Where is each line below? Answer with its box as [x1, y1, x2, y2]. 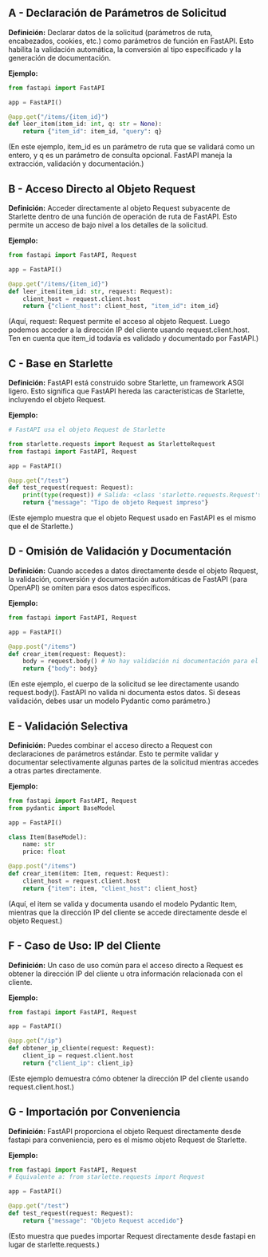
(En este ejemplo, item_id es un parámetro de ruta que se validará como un [8, 142, 255, 152]
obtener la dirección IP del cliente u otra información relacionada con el [8, 969, 243, 978]
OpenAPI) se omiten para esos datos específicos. [8, 583, 171, 592]
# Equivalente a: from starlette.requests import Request [8, 1173, 205, 1181]
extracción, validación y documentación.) [8, 159, 144, 168]
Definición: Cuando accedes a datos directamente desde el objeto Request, [8, 566, 258, 575]
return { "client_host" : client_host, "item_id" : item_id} [22, 302, 219, 310]
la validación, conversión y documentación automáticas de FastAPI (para [8, 574, 248, 583]
